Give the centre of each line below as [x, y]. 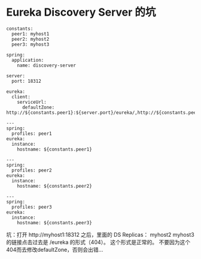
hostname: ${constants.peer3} [55, 222]
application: [28, 60]
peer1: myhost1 [31, 34]
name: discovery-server [47, 65]
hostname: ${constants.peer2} [55, 186]
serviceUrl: [32, 102]
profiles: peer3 [32, 207]
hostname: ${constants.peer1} [55, 149]
